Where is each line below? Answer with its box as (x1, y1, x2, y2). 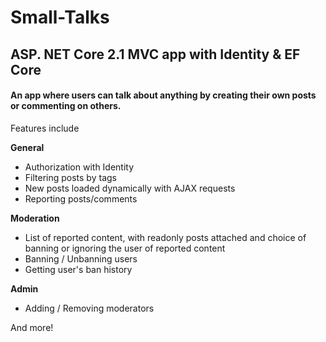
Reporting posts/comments (24, 192, 138, 205)
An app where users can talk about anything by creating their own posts (10, 89, 317, 101)
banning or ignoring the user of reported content (24, 242, 226, 254)
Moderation (10, 212, 60, 224)
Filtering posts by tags (24, 171, 117, 183)
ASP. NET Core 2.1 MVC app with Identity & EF (10, 46, 301, 63)
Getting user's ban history (24, 263, 133, 275)
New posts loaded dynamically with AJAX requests (24, 182, 236, 194)
